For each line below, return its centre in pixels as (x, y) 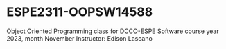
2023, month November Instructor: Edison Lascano (80, 38)
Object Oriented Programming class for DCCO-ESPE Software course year (113, 31)
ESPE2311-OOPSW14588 (80, 12)
